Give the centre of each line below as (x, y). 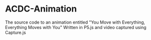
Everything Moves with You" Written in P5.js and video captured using (76, 27)
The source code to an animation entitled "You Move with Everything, (75, 22)
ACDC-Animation (41, 9)
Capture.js (15, 32)
